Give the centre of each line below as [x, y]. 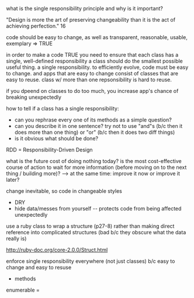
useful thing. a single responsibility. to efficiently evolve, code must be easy [97, 67]
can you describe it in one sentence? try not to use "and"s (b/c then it [98, 126]
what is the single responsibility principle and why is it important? [85, 8]
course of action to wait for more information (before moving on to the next [96, 167]
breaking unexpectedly [34, 97]
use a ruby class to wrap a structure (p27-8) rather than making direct [90, 226]
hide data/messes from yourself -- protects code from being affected [98, 209]
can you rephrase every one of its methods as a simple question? [93, 120]
